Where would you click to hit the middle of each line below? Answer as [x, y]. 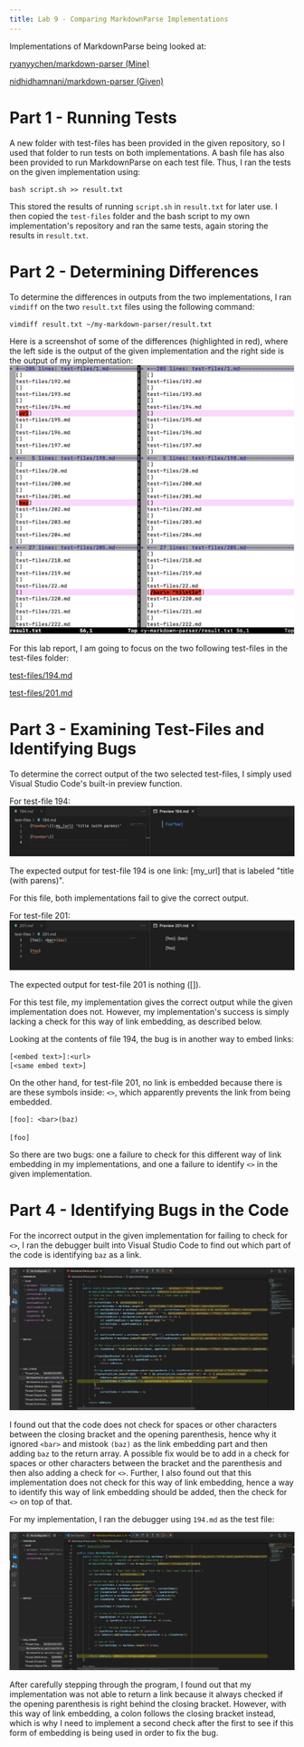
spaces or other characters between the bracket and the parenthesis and [146, 1462]
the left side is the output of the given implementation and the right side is [147, 351]
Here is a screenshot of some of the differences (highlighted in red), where [149, 341]
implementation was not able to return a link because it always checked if [146, 1694]
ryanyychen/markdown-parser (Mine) [80, 63]
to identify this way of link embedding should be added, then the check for [148, 1491]
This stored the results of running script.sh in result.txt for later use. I [143, 206]
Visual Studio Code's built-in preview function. [96, 783]
